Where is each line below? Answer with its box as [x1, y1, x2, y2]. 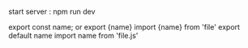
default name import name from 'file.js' [8, 31, 139, 40]
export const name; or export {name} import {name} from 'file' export [8, 22, 241, 31]
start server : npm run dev [8, 7, 96, 16]
